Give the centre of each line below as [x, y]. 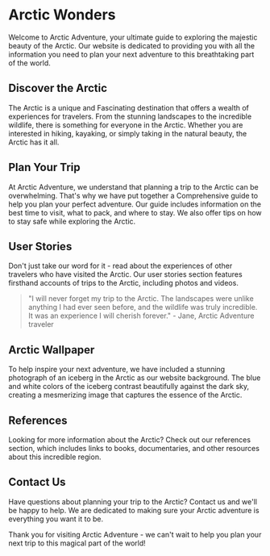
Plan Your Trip [44, 167]
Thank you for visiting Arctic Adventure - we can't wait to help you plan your [135, 534]
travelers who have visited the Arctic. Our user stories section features [126, 274]
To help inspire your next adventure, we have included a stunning [117, 370]
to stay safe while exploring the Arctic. [72, 221]
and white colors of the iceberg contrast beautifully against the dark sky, [129, 387]
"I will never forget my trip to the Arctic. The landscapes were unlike [141, 299]
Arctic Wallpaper [52, 350]
